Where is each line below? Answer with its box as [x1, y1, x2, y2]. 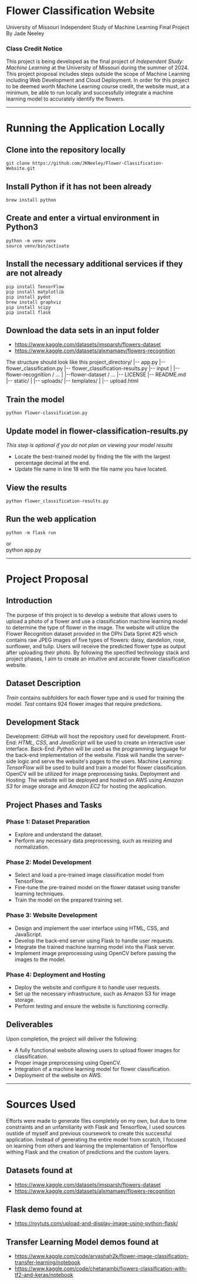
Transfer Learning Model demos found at [6, 1237, 159, 1247]
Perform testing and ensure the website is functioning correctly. [14, 1002, 169, 1009]
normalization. [14, 843, 50, 851]
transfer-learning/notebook [14, 1259, 81, 1266]
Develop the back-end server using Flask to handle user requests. [14, 937, 174, 944]
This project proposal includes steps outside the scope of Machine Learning [6, 71, 191, 78]
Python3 [6, 222, 38, 232]
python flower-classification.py [6, 410, 88, 416]
